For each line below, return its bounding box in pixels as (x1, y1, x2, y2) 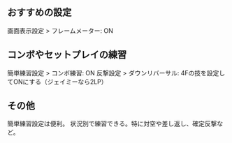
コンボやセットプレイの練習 (7, 49, 127, 61)
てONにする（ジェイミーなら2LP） (7, 77, 108, 86)
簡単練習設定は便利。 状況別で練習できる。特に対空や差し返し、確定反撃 (7, 119, 217, 128)
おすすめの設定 (7, 6, 72, 19)
